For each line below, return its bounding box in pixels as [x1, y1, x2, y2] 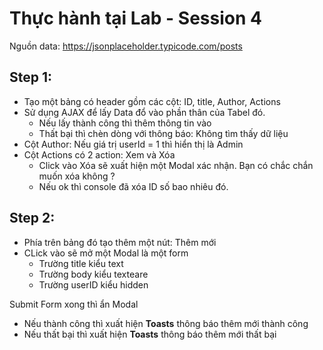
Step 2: [9, 210, 56, 227]
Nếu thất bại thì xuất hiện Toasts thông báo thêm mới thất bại [23, 328, 277, 340]
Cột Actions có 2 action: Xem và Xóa [23, 148, 176, 161]
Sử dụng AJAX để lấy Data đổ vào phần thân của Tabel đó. [23, 106, 266, 118]
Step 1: [9, 69, 53, 86]
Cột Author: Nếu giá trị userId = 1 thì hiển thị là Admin [23, 138, 244, 150]
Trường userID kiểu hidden [38, 278, 149, 291]
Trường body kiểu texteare [38, 268, 149, 280]
